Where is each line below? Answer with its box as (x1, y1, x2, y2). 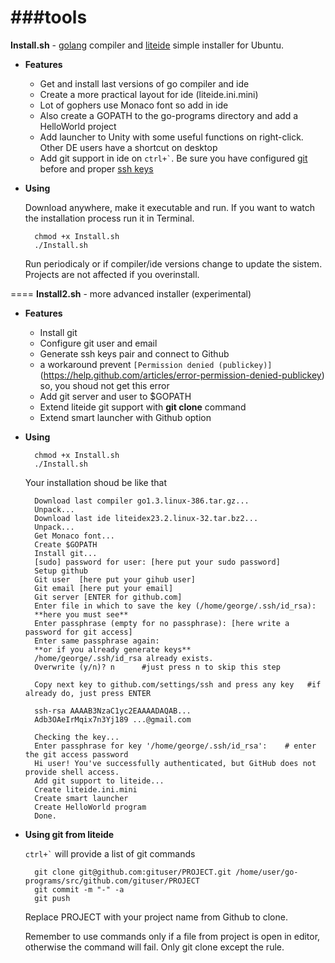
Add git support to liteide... (34, 776, 165, 786)
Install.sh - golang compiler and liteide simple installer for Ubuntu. (10, 39, 285, 51)
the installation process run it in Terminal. (24, 212, 195, 224)
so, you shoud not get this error (39, 379, 170, 391)
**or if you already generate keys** (34, 644, 192, 655)
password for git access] (24, 627, 133, 637)
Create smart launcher (34, 793, 129, 803)
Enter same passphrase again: (34, 636, 160, 646)
